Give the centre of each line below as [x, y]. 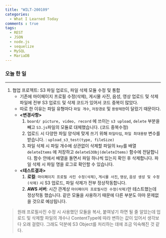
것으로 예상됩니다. [50, 201]
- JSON [16, 38]
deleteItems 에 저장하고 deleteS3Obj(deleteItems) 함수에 [84, 152]
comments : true [22, 23]
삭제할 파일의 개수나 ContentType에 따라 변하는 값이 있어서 [89, 218]
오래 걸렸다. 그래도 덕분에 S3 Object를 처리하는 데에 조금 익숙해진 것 [88, 224]
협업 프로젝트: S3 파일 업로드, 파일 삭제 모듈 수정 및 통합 [66, 90]
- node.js [20, 42]
